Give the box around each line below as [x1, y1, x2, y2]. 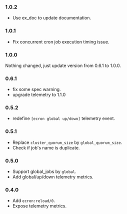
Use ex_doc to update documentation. [12, 15, 91, 21]
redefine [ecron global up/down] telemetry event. [12, 115, 115, 121]
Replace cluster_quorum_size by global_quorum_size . [12, 139, 122, 145]
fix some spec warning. [12, 86, 61, 92]
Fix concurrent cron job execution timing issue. [12, 38, 109, 44]
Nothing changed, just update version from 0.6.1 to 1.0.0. [5, 62, 121, 68]
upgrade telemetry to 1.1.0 [12, 91, 66, 98]
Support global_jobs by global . [12, 168, 76, 174]
